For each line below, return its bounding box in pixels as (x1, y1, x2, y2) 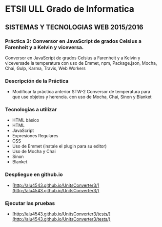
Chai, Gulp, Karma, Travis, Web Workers (5, 65, 86, 71)
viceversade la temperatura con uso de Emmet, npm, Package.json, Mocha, (5, 60, 157, 66)
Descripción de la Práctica (5, 77, 69, 84)
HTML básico (12, 117, 40, 123)
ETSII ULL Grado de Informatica (5, 3, 134, 15)
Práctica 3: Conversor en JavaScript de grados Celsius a (5, 38, 142, 45)
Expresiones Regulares (12, 133, 59, 139)
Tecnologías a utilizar (5, 106, 57, 113)
